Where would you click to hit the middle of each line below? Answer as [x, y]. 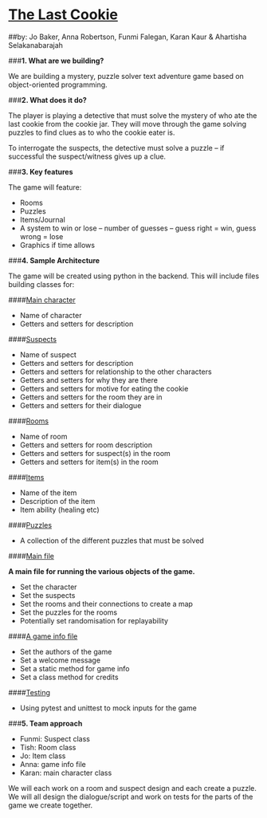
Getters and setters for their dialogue [80, 405]
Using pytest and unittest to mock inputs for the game [108, 708]
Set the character [48, 587]
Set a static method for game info [75, 668]
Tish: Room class [48, 747]
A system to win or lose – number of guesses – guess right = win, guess [138, 228]
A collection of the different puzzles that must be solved [112, 541]
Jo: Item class [43, 756]
